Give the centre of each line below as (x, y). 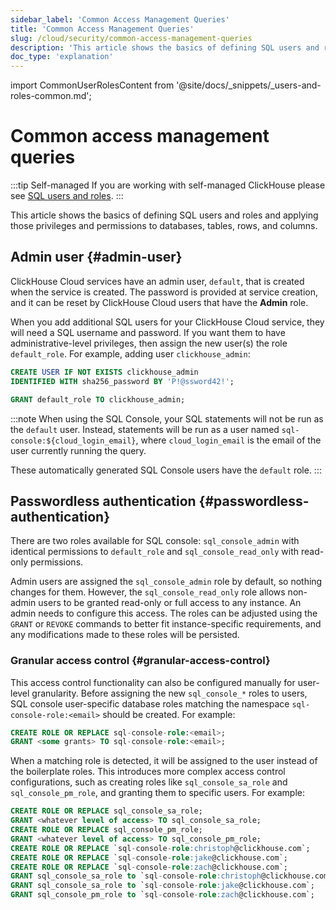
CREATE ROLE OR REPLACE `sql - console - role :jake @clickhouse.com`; (149, 857)
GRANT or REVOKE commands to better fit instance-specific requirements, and (166, 624)
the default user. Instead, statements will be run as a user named (145, 429)
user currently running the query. (78, 450)
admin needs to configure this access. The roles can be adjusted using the (164, 613)
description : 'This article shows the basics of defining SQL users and (165, 47)
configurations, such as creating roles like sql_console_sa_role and (149, 782)
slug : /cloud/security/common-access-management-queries (131, 38)
